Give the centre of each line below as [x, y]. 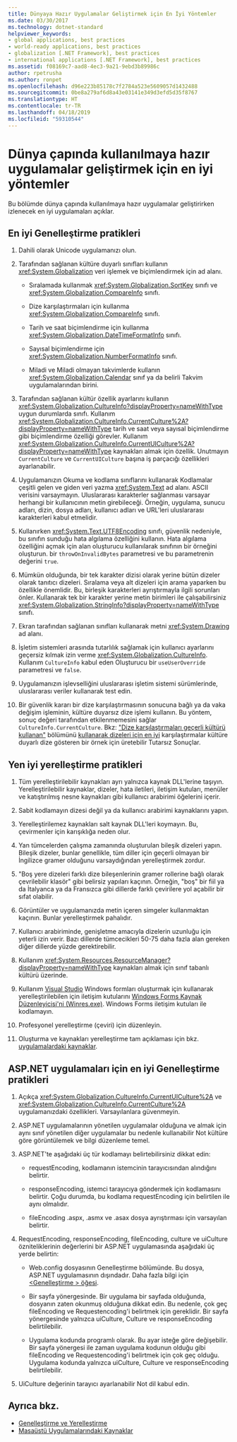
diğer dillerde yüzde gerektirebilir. [67, 946]
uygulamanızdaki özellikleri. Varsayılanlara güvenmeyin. [99, 1112]
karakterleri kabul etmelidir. [58, 517]
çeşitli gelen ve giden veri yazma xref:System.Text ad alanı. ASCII [113, 488]
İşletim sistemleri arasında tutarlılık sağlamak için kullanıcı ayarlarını [116, 647]
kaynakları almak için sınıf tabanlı [161, 968]
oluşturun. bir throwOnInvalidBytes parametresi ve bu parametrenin [116, 554]
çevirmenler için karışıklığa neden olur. [74, 832]
